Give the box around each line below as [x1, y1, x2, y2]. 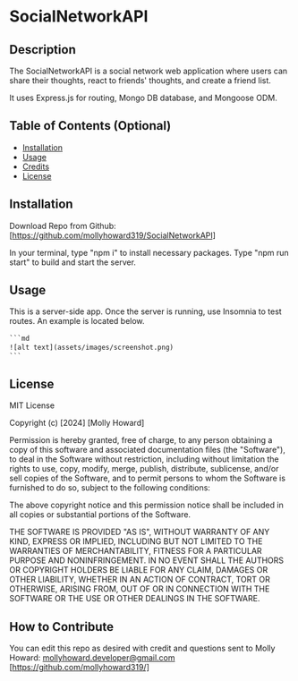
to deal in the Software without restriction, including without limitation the [9, 454, 279, 464]
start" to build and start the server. [9, 257, 137, 268]
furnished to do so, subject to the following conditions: [9, 482, 210, 493]
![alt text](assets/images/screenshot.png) [9, 343, 175, 353]
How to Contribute [9, 619, 115, 634]
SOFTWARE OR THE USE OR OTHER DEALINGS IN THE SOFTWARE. [9, 593, 260, 604]
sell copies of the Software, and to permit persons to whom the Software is [9, 472, 286, 484]
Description [9, 42, 76, 57]
